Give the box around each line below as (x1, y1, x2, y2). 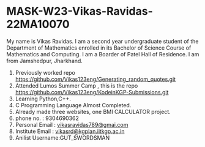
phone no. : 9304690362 (15, 115, 80, 122)
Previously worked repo (15, 69, 75, 76)
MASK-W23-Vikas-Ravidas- (6, 4, 153, 18)
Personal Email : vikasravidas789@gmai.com (15, 121, 129, 128)
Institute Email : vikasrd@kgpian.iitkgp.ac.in (15, 127, 125, 135)
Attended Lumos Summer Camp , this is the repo (15, 81, 138, 89)
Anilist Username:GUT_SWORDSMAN (15, 134, 110, 141)
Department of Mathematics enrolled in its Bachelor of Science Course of (6, 44, 192, 51)
